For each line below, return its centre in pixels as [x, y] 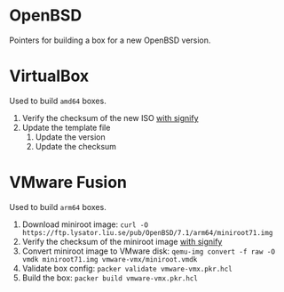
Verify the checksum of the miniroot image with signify [122, 241]
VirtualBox [49, 76]
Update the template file [66, 127]
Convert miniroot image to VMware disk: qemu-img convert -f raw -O [148, 251]
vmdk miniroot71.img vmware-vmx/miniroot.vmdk [110, 259]
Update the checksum [76, 146]
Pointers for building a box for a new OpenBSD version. [110, 40]
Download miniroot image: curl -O [85, 224]
